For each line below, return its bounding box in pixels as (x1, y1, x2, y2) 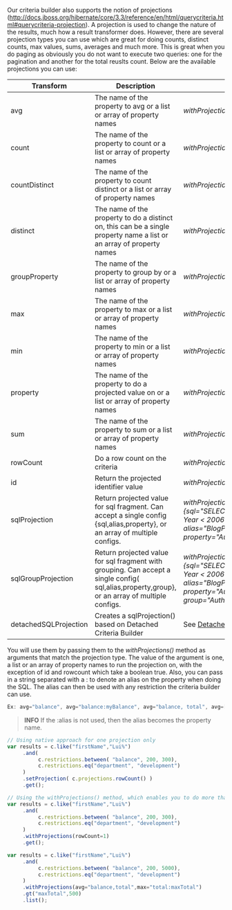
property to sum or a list (94, 425, 173, 435)
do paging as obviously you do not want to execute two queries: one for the (7, 50, 222, 58)
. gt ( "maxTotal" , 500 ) (22, 891, 81, 898)
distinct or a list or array (94, 185, 171, 194)
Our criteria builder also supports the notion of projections (7, 6, 173, 14)
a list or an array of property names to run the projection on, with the (7, 661, 202, 668)
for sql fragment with (94, 556, 163, 566)
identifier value (94, 482, 144, 491)
